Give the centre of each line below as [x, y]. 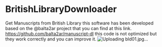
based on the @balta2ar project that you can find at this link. [69, 28]
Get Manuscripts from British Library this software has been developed [79, 23]
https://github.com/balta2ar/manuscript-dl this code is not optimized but [81, 33]
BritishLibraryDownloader [61, 9]
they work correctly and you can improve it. [51, 39]
